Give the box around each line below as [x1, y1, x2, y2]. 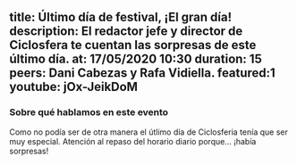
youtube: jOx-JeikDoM [9, 79, 139, 95]
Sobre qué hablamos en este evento [9, 106, 168, 119]
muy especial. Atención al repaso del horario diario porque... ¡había [9, 136, 257, 146]
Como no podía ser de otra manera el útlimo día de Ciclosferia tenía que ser [9, 127, 288, 137]
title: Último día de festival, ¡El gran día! [9, 10, 233, 25]
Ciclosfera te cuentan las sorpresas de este [9, 37, 257, 53]
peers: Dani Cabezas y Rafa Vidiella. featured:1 [9, 65, 276, 81]
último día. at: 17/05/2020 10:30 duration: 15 [9, 52, 262, 67]
